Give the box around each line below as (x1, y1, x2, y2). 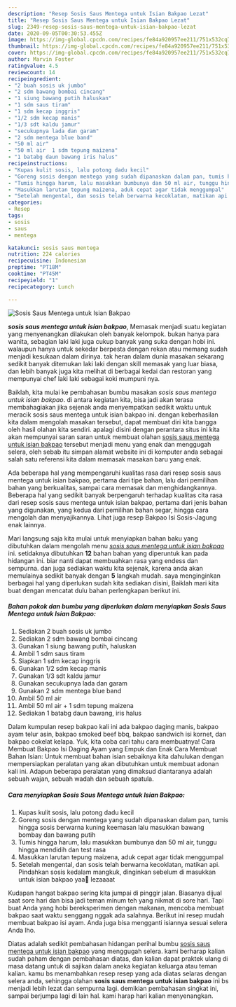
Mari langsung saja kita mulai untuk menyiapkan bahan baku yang (8, 534, 198, 543)
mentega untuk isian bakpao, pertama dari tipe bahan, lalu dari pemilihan (8, 475, 218, 484)
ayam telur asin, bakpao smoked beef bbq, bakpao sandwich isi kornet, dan (8, 730, 227, 739)
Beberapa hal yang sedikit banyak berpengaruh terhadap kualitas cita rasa (8, 491, 223, 499)
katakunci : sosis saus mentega (8, 244, 99, 251)
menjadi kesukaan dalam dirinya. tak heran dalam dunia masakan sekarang (8, 352, 225, 361)
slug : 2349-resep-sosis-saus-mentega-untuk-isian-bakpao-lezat (8, 23, 197, 30)
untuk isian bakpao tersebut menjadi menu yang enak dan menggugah (8, 440, 211, 448)
